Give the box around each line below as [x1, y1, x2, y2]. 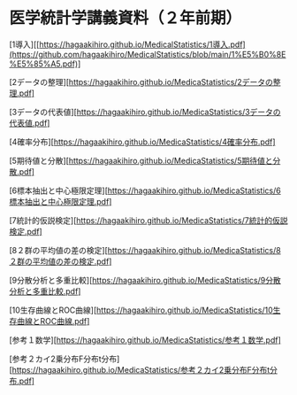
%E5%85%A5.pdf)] [9, 58, 81, 69]
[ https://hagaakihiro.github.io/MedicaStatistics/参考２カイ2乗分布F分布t [9, 364, 270, 375]
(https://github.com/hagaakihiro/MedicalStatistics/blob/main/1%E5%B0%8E [9, 49, 286, 59]
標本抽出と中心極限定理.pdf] [9, 196, 112, 206]
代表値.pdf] [9, 117, 50, 128]
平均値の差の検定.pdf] [32, 256, 112, 267]
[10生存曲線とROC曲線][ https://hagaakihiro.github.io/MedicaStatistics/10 [9, 305, 274, 315]
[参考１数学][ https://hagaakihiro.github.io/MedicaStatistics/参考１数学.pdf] [9, 334, 281, 345]
